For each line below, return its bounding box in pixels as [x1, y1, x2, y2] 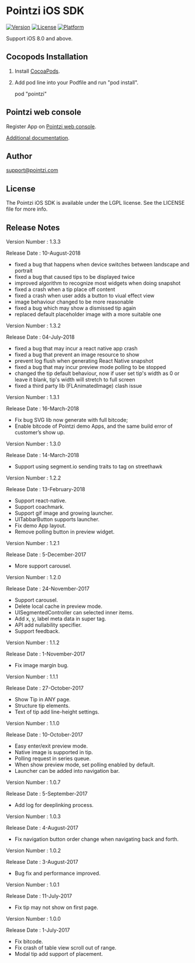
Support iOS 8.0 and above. [6, 35, 73, 42]
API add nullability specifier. [14, 621, 82, 629]
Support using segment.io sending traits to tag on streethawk [14, 463, 163, 470]
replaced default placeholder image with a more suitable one [14, 311, 162, 317]
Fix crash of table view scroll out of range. [14, 944, 117, 951]
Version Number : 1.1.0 [6, 720, 60, 727]
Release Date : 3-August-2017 [6, 859, 78, 865]
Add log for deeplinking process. [14, 802, 94, 808]
